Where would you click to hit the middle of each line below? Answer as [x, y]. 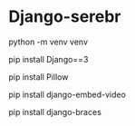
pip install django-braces [55, 111]
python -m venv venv [48, 42]
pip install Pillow [39, 77]
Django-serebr [65, 17]
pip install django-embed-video [67, 94]
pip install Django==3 [48, 59]
